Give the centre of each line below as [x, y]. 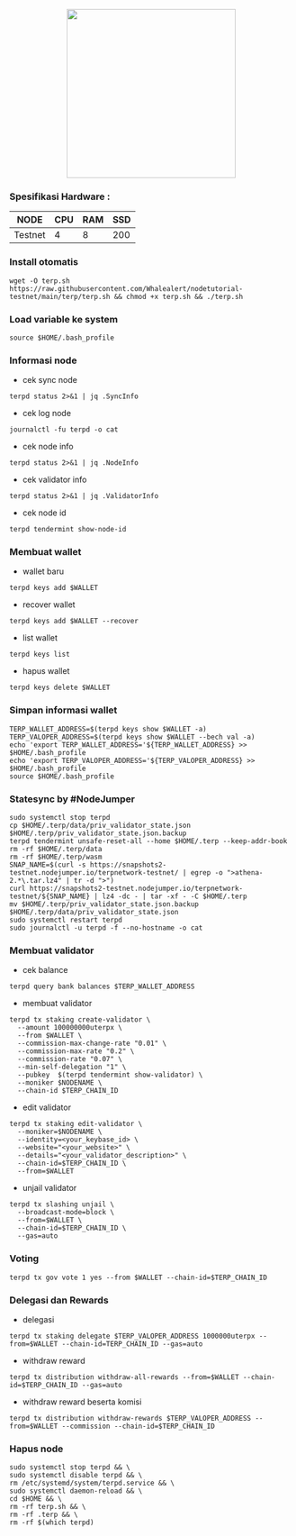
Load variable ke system [64, 319]
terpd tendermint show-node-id [68, 530]
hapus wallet [46, 671]
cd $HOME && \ [36, 1499]
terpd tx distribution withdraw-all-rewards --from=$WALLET [125, 1377]
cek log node [47, 414]
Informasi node [43, 360]
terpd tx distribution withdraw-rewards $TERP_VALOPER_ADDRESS [130, 1418]
